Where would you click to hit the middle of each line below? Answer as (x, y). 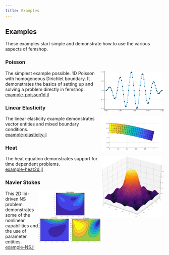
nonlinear (15, 220)
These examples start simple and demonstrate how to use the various (78, 44)
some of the (18, 215)
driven (12, 199)
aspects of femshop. (27, 49)
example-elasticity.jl (26, 135)
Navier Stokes (23, 182)
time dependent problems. (33, 164)
